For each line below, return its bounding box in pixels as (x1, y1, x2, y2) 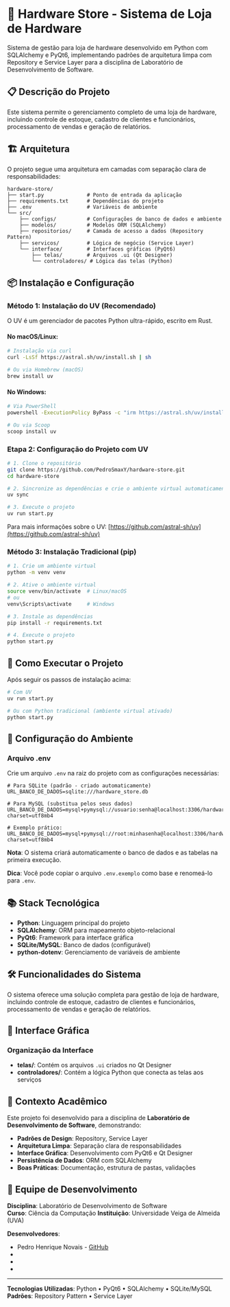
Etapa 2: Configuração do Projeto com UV (7, 444, 149, 454)
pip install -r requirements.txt (7, 620, 103, 626)
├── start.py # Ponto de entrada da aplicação (7, 192, 183, 198)
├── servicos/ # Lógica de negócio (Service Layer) (19, 240, 194, 247)
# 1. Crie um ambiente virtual (7, 562, 97, 569)
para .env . (7, 876, 36, 885)
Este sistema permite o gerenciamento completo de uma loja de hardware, (7, 108, 217, 116)
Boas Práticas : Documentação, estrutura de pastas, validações (16, 1163, 196, 1172)
